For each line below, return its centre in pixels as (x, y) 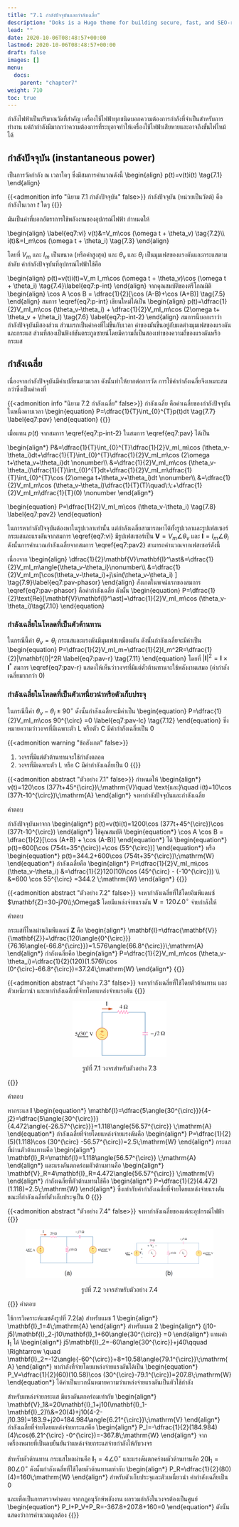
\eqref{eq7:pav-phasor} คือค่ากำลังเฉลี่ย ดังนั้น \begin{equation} (94, 591)
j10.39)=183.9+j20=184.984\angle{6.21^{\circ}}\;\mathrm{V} (95, 1419)
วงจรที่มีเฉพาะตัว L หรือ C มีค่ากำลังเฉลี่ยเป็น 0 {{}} (79, 765)
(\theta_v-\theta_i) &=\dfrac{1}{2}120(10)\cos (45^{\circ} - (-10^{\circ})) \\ (114, 871)
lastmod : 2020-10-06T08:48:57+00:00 (62, 45)
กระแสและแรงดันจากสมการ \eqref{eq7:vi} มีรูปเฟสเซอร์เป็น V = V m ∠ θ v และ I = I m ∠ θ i (118, 537)
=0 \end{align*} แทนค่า (195, 1334)
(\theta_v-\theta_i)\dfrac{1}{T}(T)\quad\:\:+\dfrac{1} (128, 485)
